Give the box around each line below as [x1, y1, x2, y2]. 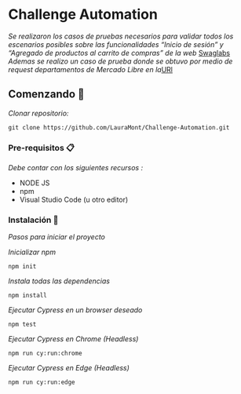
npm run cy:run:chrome [8, 349, 82, 358]
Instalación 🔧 [8, 214, 59, 225]
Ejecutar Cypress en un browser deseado [8, 305, 143, 315]
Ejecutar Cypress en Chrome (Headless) [8, 334, 139, 344]
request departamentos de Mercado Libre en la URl [8, 64, 173, 74]
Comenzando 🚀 [8, 88, 85, 101]
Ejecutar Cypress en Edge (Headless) [8, 363, 130, 373]
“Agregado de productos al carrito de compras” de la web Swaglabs [8, 48, 230, 57]
